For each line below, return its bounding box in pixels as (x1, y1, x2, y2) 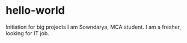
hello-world (5, 4, 66, 17)
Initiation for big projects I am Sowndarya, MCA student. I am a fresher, (5, 23, 182, 30)
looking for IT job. (5, 29, 49, 36)
